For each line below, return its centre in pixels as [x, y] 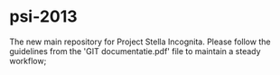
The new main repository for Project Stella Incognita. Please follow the [140, 42]
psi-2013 [44, 17]
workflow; [28, 61]
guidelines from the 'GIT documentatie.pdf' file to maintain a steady [135, 51]
